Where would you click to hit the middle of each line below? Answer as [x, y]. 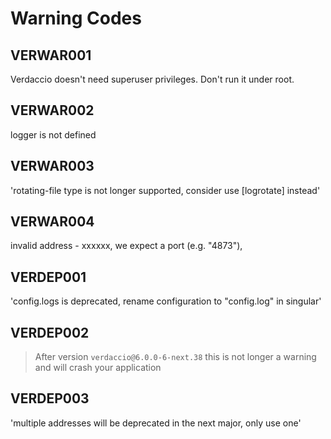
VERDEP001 [48, 277]
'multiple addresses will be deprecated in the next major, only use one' [156, 423]
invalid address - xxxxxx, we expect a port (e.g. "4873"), [126, 246]
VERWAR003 [52, 166]
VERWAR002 [52, 110]
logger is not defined [53, 134]
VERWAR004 [52, 222]
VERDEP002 [50, 332]
